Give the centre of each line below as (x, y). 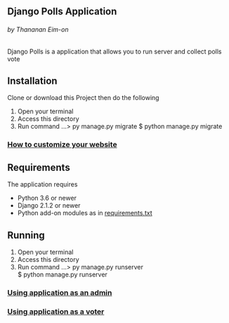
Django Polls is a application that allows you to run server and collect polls (115, 51)
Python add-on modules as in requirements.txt (85, 213)
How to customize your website (62, 145)
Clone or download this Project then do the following (83, 98)
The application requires (42, 184)
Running (26, 235)
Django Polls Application (62, 12)
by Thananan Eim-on (38, 29)
